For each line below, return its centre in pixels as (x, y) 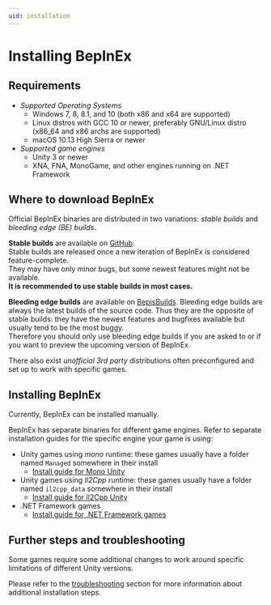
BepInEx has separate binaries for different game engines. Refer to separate (135, 430)
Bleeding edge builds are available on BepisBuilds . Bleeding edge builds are (135, 302)
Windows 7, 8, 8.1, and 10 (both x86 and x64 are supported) (131, 113)
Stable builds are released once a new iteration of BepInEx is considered (129, 252)
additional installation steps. (55, 593)
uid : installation (39, 16)
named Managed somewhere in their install (89, 463)
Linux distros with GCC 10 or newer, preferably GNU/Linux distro (139, 122)
